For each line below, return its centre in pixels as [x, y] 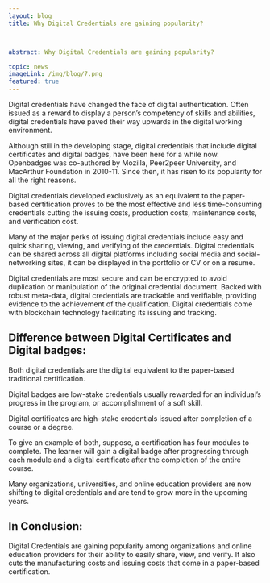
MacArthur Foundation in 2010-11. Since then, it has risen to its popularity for [135, 171]
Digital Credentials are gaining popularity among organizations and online [130, 546]
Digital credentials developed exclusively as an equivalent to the [115, 196]
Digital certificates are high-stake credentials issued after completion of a [130, 418]
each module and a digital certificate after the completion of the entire [125, 460]
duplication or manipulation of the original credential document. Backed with [135, 287]
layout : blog [30, 16]
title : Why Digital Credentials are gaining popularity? [106, 23]
